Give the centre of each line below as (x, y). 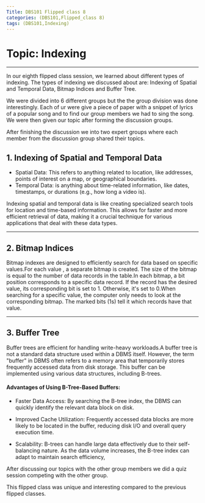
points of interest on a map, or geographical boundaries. (86, 179)
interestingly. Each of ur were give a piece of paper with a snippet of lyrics (100, 107)
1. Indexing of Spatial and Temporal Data (84, 158)
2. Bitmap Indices (40, 248)
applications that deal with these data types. (62, 223)
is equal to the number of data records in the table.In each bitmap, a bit (95, 276)
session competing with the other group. (57, 475)
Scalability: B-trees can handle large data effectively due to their (96, 444)
